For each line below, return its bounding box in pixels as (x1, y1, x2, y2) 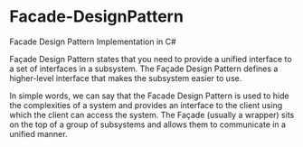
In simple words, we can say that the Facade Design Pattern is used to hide (9, 90, 289, 101)
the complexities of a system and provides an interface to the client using (9, 99, 283, 110)
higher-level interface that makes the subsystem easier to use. (9, 72, 242, 83)
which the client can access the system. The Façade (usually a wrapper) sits (9, 109, 295, 120)
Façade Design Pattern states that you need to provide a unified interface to (9, 53, 292, 64)
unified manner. (9, 128, 68, 139)
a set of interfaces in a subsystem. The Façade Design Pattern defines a (9, 63, 279, 74)
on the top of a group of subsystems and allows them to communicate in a (9, 119, 287, 130)
